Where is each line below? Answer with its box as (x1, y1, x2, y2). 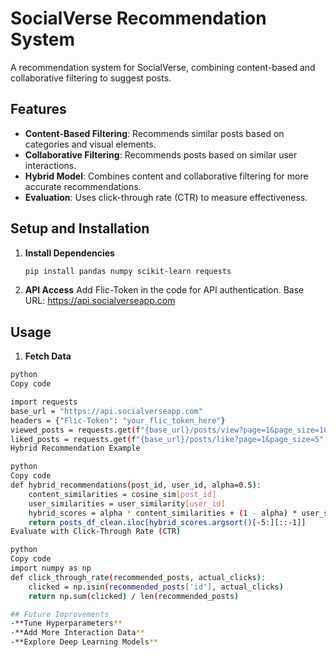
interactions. (24, 159, 77, 171)
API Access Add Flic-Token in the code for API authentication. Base (24, 284, 305, 296)
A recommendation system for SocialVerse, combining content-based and (10, 61, 316, 73)
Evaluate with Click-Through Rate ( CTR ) (10, 527, 182, 537)
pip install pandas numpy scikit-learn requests (24, 266, 232, 276)
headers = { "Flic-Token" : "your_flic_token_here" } (10, 415, 226, 426)
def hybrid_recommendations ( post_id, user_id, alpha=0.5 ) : (10, 480, 262, 490)
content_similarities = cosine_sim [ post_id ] (28, 489, 217, 499)
